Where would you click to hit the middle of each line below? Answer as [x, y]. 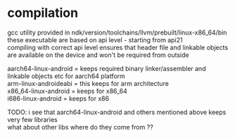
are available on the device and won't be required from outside [98, 55]
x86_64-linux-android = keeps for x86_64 [68, 91]
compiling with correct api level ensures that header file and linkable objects [118, 47]
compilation [43, 13]
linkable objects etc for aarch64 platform [66, 76]
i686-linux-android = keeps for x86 [58, 98]
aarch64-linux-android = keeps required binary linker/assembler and [107, 68]
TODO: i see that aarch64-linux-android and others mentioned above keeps [117, 112]
